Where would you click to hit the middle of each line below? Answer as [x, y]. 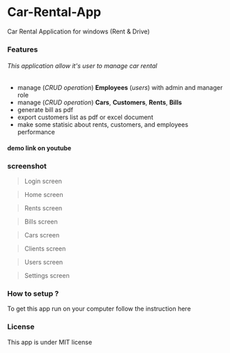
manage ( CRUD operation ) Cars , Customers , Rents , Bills [100, 102]
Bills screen [41, 221]
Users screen [44, 262]
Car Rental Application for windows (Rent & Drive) [78, 31]
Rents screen [43, 208]
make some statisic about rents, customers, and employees [103, 125]
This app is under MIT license [50, 342]
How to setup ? [33, 293]
